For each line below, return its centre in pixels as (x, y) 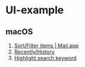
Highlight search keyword (45, 58)
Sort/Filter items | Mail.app (46, 45)
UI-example (35, 10)
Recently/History (34, 52)
